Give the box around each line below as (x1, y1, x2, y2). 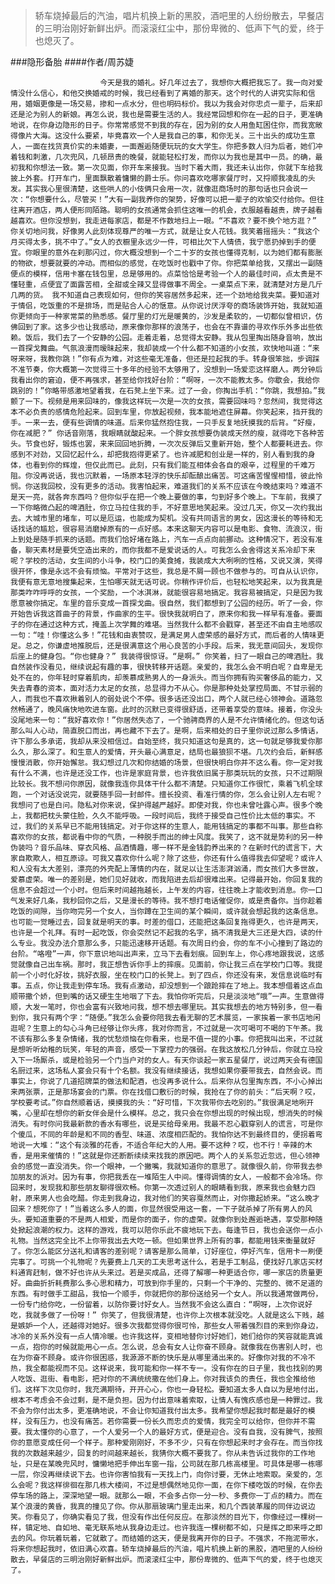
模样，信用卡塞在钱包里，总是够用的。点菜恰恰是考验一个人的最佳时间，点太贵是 (32, 269, 316, 279)
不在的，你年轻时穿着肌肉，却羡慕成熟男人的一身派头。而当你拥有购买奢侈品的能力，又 (17, 673, 323, 683)
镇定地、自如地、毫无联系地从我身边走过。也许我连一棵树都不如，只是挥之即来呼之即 (24, 1523, 323, 1533)
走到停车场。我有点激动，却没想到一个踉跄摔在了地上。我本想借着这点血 (69, 981, 323, 991)
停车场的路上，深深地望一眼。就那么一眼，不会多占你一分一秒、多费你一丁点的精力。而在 (10, 1491, 323, 1501)
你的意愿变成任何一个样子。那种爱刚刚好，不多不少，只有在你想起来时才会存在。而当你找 (10, 1438, 323, 1448)
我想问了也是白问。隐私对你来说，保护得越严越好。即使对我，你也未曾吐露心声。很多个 (10, 800, 316, 810)
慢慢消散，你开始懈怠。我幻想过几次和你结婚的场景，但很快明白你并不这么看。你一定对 (10, 758, 316, 768)
